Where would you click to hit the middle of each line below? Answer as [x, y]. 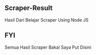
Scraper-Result [29, 8]
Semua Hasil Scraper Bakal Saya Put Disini [48, 47]
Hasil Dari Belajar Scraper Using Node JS [47, 20]
